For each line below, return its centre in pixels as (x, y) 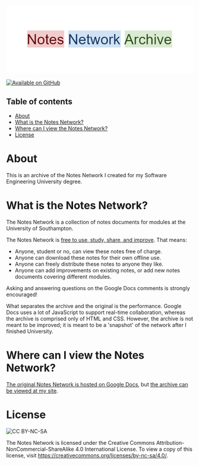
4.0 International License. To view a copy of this (134, 449)
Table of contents (39, 101)
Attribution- (170, 442)
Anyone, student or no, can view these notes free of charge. (88, 251)
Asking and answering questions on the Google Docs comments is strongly (98, 288)
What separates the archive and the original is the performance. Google (94, 306)
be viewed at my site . (32, 391)
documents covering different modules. (63, 277)
